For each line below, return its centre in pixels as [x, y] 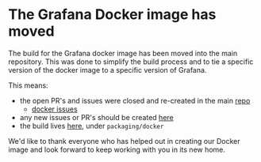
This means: [29, 85]
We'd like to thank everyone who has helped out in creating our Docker [124, 141]
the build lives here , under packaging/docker [92, 126]
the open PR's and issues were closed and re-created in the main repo [135, 100]
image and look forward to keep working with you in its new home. [117, 149]
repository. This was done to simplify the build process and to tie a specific [131, 62]
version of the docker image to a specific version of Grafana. [107, 70]
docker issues [54, 109]
